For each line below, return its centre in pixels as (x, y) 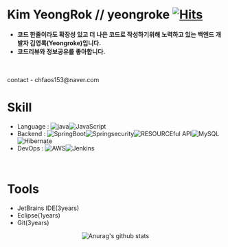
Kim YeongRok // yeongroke (89, 15)
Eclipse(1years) (38, 215)
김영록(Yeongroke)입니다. (66, 43)
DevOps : (30, 148)
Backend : (31, 133)
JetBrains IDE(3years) (48, 208)
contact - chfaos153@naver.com (53, 79)
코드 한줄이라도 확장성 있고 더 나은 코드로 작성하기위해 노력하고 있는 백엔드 (115, 34)
